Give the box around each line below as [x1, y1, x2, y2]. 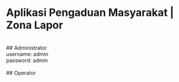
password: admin [6, 57, 48, 64]
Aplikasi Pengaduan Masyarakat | [6, 6, 174, 19]
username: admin [6, 50, 49, 57]
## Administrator [6, 44, 47, 51]
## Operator [6, 69, 37, 76]
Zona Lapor [6, 18, 64, 32]
